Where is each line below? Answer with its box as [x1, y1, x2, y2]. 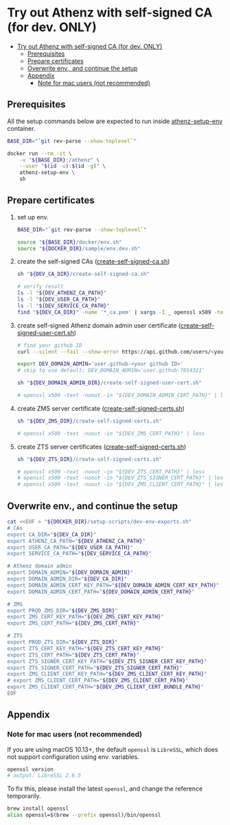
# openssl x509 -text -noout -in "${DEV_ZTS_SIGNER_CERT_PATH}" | [16, 475, 211, 482]
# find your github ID [16, 342, 82, 349]
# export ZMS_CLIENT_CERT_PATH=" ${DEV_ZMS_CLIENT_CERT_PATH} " [7, 677, 189, 684]
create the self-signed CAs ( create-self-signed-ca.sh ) [16, 257, 170, 266]
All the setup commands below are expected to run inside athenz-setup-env [7, 117, 223, 125]
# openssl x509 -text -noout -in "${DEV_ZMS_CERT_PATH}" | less [16, 430, 205, 437]
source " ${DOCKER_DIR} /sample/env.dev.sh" [16, 245, 141, 252]
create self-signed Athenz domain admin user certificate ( [16, 321, 181, 330]
